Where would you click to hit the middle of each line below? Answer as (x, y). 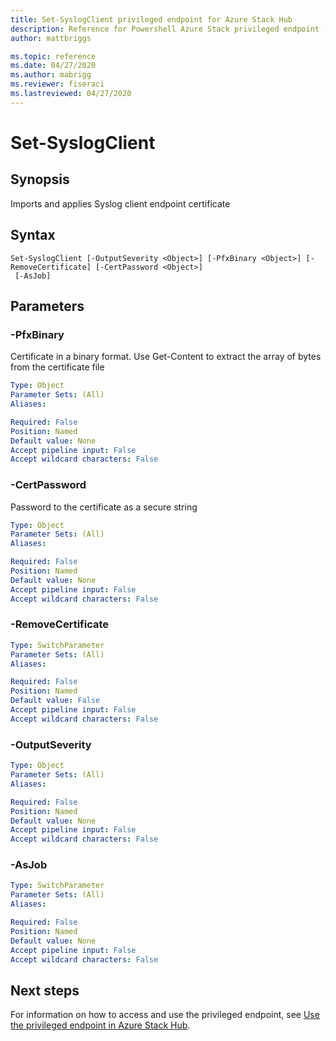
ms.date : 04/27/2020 (53, 66)
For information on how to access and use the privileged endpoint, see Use (165, 1015)
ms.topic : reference (53, 56)
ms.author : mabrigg (51, 75)
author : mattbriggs (51, 38)
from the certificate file (57, 367)
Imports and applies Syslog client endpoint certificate (120, 203)
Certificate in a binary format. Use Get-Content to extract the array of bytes (166, 357)
